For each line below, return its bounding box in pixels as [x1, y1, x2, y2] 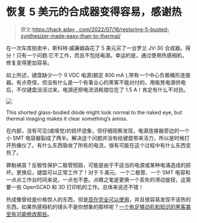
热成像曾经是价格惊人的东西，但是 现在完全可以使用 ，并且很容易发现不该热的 [6, 195, 191, 203]
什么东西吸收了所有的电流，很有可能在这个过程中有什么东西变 [42, 142, 191, 149]
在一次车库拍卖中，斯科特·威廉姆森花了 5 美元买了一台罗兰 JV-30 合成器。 [6, 44, 186, 52]
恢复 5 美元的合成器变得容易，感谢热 [6, 5, 182, 19]
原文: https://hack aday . [20, 26, 78, 33]
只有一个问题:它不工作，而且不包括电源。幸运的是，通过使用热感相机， [16, 52, 188, 59]
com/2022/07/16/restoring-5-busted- [79, 26, 170, 33]
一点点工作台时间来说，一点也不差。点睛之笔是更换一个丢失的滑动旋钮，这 [6, 176, 186, 183]
